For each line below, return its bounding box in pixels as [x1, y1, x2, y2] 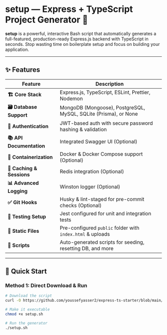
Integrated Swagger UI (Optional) [59, 138, 138, 145]
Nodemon [59, 95, 83, 102]
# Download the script [5, 293, 52, 299]
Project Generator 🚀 [5, 14, 88, 25]
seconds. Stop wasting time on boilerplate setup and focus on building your [5, 41, 160, 47]
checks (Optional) [59, 202, 102, 209]
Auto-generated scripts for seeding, [59, 238, 145, 245]
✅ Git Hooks [7, 198, 37, 205]
